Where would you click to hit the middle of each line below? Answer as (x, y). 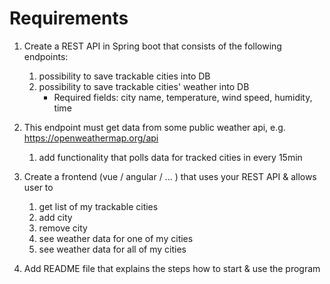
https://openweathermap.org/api (91, 138)
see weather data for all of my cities (112, 249)
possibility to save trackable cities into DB (124, 76)
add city (55, 217)
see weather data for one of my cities (116, 238)
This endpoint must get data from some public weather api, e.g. (154, 127)
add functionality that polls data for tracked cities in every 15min (170, 157)
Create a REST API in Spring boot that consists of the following (152, 46)
